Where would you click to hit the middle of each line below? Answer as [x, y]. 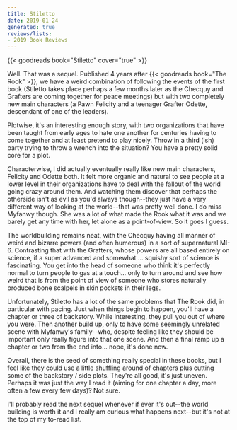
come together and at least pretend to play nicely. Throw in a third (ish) [111, 140]
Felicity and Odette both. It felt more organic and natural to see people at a [116, 177]
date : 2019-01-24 [33, 21]
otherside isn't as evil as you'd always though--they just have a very [107, 199]
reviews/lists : [30, 34]
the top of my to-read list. [45, 419]
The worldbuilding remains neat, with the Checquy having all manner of [111, 236]
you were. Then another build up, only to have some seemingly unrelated [114, 324]
